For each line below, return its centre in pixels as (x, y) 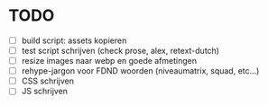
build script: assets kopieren (74, 40)
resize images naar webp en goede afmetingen (109, 61)
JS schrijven (45, 92)
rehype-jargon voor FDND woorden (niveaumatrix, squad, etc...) (140, 71)
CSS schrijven (47, 81)
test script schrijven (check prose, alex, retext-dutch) (120, 51)
